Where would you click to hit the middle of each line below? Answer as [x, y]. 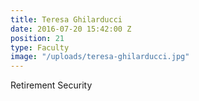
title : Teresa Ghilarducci [66, 19]
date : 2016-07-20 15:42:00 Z [71, 29]
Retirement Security [51, 85]
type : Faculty [40, 47]
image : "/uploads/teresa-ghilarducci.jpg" [100, 57]
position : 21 [37, 38]
